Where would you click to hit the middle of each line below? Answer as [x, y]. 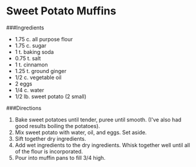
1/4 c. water [29, 90]
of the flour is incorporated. [49, 151]
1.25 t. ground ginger [41, 71]
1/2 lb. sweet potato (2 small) [51, 96]
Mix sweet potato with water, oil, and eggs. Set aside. [81, 132]
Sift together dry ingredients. [50, 138]
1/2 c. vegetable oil [38, 77]
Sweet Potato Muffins [61, 11]
